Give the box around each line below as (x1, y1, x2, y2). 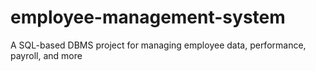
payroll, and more (10, 49, 83, 61)
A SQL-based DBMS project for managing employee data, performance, (10, 39, 307, 51)
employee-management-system (10, 6, 286, 29)
